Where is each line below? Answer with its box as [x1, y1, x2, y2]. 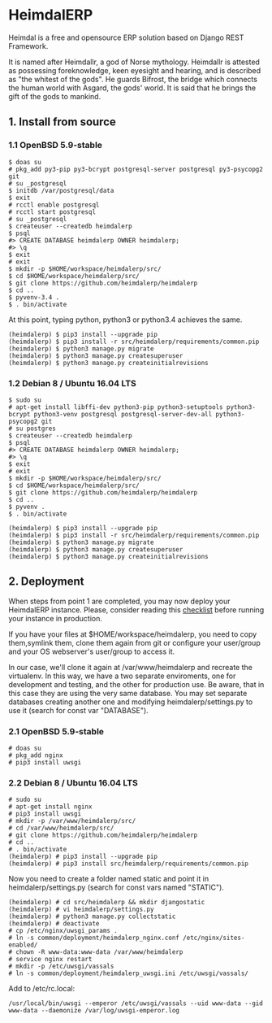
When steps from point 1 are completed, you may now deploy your [8, 596, 231, 606]
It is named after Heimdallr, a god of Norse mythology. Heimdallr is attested [8, 57, 260, 67]
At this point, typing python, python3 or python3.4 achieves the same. [8, 315, 243, 324]
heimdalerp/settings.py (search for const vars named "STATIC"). [8, 882, 225, 892]
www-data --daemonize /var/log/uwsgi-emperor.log [8, 1007, 180, 1015]
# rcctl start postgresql [8, 207, 96, 216]
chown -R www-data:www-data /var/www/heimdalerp [15, 948, 183, 956]
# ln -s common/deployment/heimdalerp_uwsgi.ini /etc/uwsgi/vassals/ [8, 969, 249, 977]
